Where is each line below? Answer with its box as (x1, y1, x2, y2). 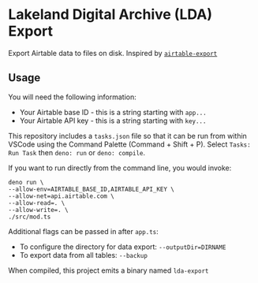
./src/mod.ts (8, 213, 51, 221)
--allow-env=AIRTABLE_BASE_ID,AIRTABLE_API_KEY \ (8, 185, 175, 193)
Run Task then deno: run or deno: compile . (8, 147, 146, 157)
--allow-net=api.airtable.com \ (8, 192, 114, 200)
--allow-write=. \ (8, 206, 69, 214)
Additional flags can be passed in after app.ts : (8, 226, 159, 236)
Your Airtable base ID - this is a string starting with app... (19, 107, 207, 117)
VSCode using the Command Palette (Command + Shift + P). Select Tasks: (8, 140, 251, 149)
